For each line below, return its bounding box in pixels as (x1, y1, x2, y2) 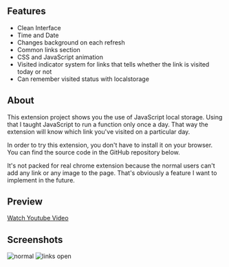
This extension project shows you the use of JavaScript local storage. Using (7, 113, 223, 121)
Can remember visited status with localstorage (17, 75, 150, 83)
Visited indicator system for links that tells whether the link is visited (17, 60, 210, 68)
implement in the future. (7, 176, 76, 184)
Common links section (17, 45, 80, 54)
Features (7, 5, 46, 17)
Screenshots (7, 233, 63, 246)
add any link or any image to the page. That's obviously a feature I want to (7, 168, 217, 177)
